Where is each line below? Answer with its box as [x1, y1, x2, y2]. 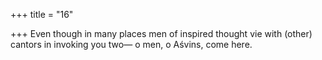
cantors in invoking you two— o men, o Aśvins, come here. [10, 39, 253, 50]
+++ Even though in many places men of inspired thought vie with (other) [10, 28, 313, 39]
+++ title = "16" [10, 9, 74, 20]
